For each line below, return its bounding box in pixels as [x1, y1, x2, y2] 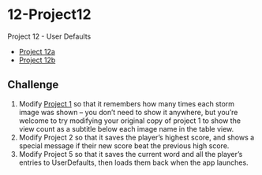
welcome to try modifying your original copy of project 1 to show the [18, 116, 241, 125]
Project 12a [18, 47, 56, 56]
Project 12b [18, 55, 56, 65]
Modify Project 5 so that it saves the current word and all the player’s [18, 149, 243, 158]
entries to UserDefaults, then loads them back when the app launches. [18, 158, 249, 167]
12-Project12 [7, 6, 92, 24]
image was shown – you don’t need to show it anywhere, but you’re [18, 107, 238, 117]
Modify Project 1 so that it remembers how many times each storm [18, 99, 234, 108]
